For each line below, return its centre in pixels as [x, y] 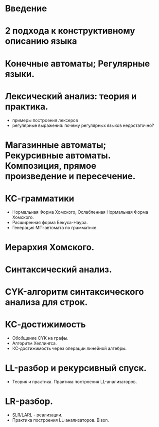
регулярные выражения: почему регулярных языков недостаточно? [83, 125]
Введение [26, 9]
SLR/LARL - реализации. [37, 415]
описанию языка [41, 41]
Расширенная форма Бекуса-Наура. [50, 222]
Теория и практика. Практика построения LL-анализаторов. [74, 382]
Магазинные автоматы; [56, 145]
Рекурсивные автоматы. [58, 155]
